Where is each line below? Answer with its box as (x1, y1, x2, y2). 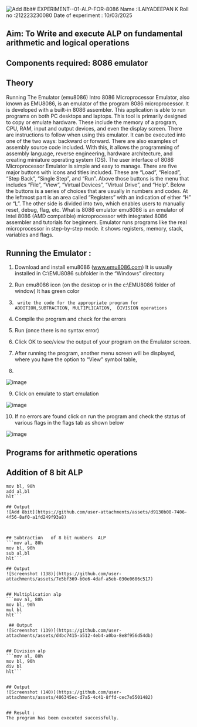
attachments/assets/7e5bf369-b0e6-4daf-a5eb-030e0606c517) (6, 576, 154, 582)
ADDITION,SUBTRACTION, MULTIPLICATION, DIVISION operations (14, 305, 168, 311)
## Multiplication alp (6, 591, 62, 597)
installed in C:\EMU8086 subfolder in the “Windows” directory (14, 270, 165, 277)
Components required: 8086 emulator (6, 58, 148, 68)
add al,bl (6, 488, 30, 494)
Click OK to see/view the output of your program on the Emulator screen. (14, 338, 191, 345)
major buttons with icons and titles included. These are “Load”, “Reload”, (6, 168, 181, 176)
